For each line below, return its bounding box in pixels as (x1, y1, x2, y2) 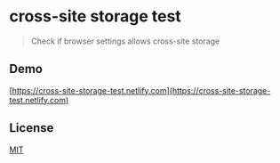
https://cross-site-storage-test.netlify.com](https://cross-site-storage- (12, 85, 271, 95)
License (9, 120, 54, 135)
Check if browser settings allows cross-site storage (30, 36, 220, 46)
